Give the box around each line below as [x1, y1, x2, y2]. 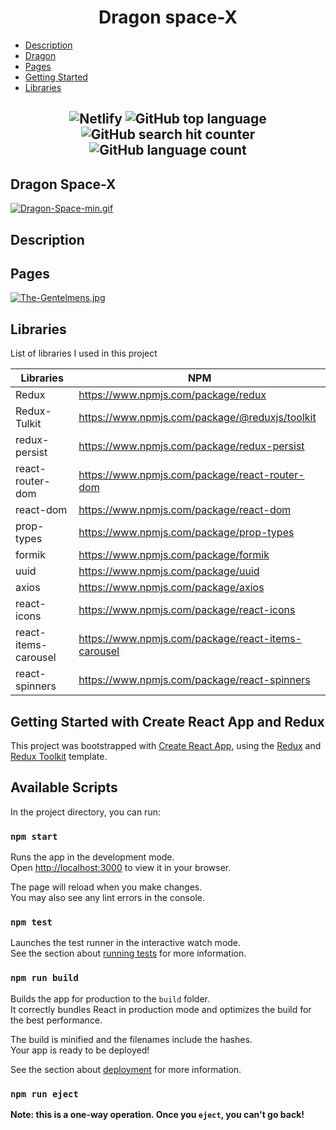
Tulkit [15, 417, 42, 431]
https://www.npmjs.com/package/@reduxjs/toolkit [78, 411, 317, 425]
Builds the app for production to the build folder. [10, 992, 211, 1005]
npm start [10, 831, 58, 842]
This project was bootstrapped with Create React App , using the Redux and [10, 739, 322, 751]
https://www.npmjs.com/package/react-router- [78, 468, 305, 482]
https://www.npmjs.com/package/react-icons [78, 603, 296, 617]
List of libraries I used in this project [10, 347, 158, 360]
